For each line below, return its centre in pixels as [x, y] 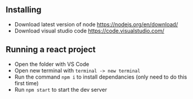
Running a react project [51, 49]
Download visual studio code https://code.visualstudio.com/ [89, 31]
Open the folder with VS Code [52, 64]
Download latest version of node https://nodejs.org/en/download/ [96, 24]
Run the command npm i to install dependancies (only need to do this [101, 77]
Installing [24, 10]
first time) [26, 83]
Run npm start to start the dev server [61, 89]
